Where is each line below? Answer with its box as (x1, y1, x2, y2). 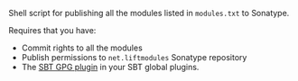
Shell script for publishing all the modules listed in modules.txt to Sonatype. (8, 8, 290, 18)
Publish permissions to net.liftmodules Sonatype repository (21, 52, 247, 62)
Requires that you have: (8, 25, 97, 35)
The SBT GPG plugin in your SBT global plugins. (21, 62, 200, 72)
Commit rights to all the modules (21, 42, 144, 53)
